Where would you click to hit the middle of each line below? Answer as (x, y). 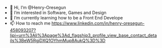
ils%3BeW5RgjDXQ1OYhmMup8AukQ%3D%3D (57, 40)
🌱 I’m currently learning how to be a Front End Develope (66, 18)
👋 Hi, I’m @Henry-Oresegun (38, 8)
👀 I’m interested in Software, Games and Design (58, 13)
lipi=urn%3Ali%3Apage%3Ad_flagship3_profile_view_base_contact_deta (83, 35)
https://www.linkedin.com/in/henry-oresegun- (98, 23)
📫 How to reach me (30, 23)
